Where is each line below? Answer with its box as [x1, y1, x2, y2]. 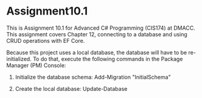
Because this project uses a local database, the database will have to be [6, 48, 187, 56]
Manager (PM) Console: [6, 62, 66, 69]
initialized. [6, 55, 32, 62]
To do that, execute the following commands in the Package [32, 55, 183, 62]
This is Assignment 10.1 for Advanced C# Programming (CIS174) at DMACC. [6, 24, 196, 31]
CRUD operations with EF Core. [6, 37, 85, 44]
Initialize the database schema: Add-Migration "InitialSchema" [15, 73, 172, 80]
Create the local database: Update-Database [15, 85, 128, 92]
